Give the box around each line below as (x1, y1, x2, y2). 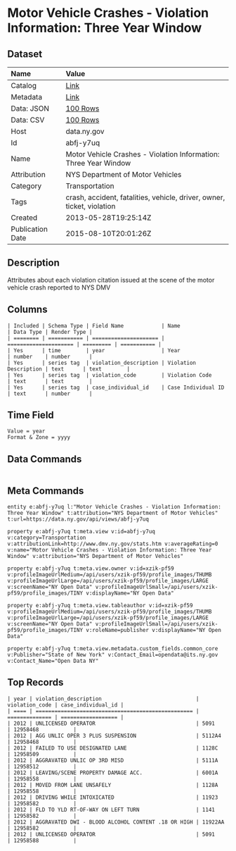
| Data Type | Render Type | (7, 328, 93, 335)
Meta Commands (7, 485, 84, 497)
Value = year (7, 428, 46, 435)
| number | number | (7, 353, 93, 360)
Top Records (7, 676, 64, 688)
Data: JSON (11, 104, 50, 113)
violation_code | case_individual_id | (7, 701, 124, 709)
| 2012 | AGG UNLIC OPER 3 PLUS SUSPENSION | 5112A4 (7, 732, 221, 739)
